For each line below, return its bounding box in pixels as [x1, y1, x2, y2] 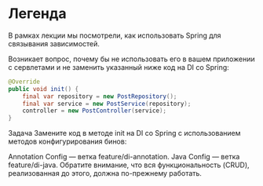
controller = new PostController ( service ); [22, 107, 167, 115]
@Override [8, 78, 41, 86]
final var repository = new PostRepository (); [22, 92, 177, 100]
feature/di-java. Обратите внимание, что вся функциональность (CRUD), [8, 160, 250, 170]
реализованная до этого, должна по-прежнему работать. [8, 169, 203, 178]
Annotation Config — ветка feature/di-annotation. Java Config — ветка [8, 152, 240, 162]
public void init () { [8, 85, 79, 93]
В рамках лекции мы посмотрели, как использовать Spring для [8, 31, 221, 40]
